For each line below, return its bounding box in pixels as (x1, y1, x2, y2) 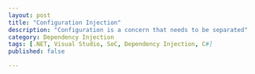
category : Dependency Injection (8, 33, 114, 41)
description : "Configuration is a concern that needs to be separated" (8, 26, 248, 33)
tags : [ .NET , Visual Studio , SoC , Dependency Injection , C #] (8, 41, 213, 48)
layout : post (8, 11, 51, 19)
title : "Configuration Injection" (8, 19, 122, 26)
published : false (8, 48, 65, 55)
